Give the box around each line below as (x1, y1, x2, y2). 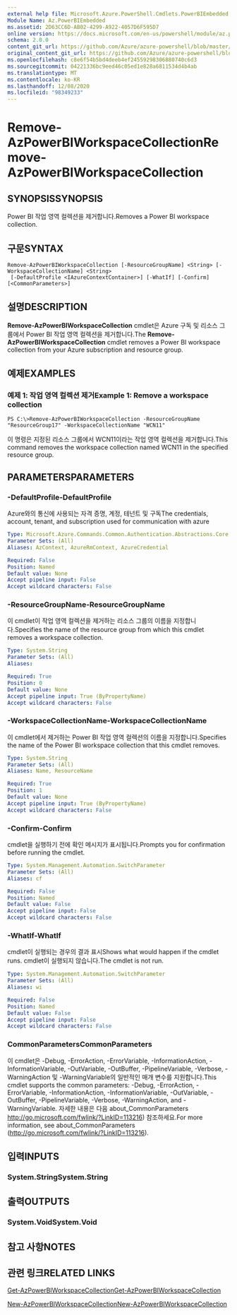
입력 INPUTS (7, 1150, 60, 1162)
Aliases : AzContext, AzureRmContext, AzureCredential (7, 544, 169, 551)
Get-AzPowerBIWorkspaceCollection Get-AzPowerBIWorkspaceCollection (7, 1286, 221, 1295)
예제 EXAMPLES (7, 368, 76, 380)
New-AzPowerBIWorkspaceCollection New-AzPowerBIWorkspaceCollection (7, 1300, 228, 1309)
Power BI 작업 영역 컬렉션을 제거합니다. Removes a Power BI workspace (7, 213, 209, 221)
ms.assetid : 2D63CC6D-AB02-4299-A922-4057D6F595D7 (7, 23, 159, 30)
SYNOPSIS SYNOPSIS (7, 192, 104, 205)
